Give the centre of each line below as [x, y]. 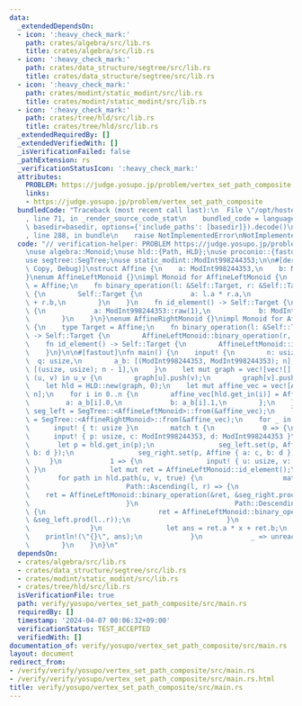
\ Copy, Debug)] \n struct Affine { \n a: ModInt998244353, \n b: [156, 269]
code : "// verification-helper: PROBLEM [94, 244]
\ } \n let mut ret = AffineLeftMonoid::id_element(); [159, 470]
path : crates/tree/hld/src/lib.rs [90, 118]
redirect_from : [38, 663]
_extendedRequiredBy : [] [64, 135]
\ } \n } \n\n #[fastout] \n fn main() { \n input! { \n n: [151, 352]
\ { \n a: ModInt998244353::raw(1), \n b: [147, 311]
